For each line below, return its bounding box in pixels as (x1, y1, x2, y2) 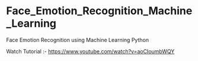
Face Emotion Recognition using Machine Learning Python (6, 36, 149, 43)
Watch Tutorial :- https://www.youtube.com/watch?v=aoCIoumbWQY (6, 47, 175, 54)
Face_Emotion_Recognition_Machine (6, 4, 193, 18)
